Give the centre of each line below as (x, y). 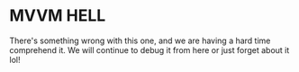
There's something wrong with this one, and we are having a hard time (140, 40)
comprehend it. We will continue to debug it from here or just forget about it (149, 49)
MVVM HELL (58, 16)
